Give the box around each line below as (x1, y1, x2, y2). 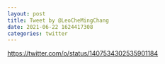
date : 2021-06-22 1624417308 (7, 23, 93, 30)
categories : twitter (7, 30, 69, 37)
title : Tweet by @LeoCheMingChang (7, 17, 110, 24)
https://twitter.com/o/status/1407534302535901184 (7, 49, 159, 58)
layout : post (7, 10, 46, 18)
